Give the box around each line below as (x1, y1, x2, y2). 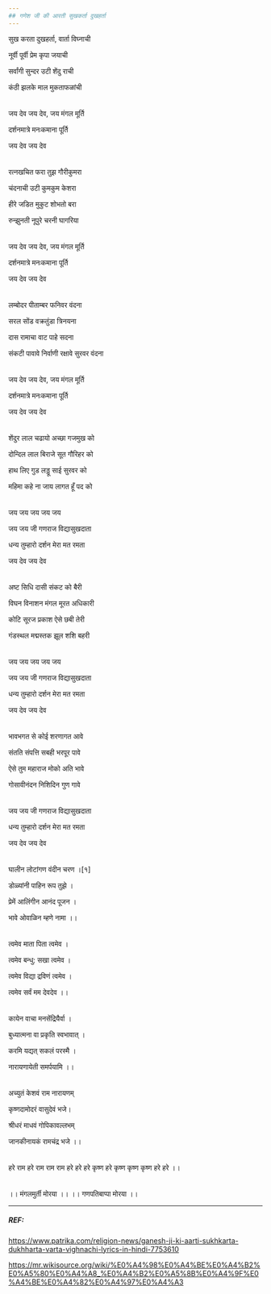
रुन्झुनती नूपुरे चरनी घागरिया (8, 215, 79, 225)
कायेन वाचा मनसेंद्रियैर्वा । (8, 1013, 73, 1023)
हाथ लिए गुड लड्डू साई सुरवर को (8, 465, 87, 475)
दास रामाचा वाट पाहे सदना (8, 332, 74, 342)
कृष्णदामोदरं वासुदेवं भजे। (8, 1104, 72, 1113)
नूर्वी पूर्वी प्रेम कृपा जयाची (8, 50, 69, 60)
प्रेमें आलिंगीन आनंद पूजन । (8, 897, 77, 906)
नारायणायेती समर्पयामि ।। (8, 1062, 75, 1071)
